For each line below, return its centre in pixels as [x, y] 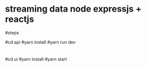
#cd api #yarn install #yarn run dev [40, 42]
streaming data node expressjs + [73, 9]
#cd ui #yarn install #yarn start [36, 59]
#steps [12, 33]
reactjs [20, 19]
